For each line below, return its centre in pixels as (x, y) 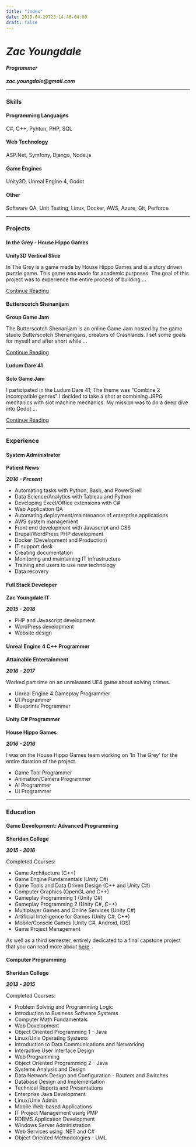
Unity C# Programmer (33, 719)
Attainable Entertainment (37, 659)
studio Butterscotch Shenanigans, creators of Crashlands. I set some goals (96, 334)
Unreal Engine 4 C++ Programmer (48, 646)
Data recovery (32, 571)
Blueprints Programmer (43, 706)
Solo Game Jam (25, 379)
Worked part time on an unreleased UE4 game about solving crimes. (88, 682)
